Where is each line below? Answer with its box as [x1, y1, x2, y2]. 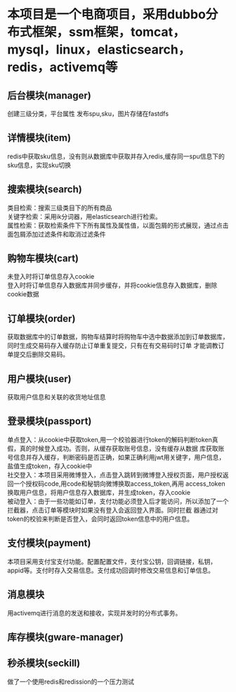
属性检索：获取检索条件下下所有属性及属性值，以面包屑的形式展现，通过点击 [7, 221, 229, 229]
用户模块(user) [7, 372, 72, 384]
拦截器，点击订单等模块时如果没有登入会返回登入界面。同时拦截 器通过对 [7, 505, 218, 514]
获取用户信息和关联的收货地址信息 [7, 393, 106, 401]
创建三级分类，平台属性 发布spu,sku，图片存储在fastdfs [7, 110, 169, 118]
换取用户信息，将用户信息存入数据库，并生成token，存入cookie [7, 488, 191, 496]
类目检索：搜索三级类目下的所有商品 [7, 203, 112, 212]
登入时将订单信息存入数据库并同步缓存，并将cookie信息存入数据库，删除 [7, 281, 218, 289]
